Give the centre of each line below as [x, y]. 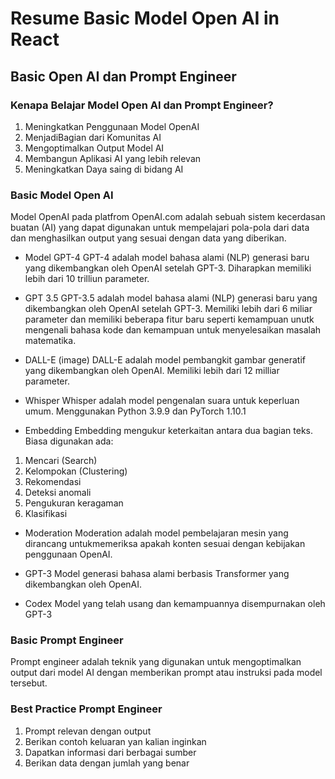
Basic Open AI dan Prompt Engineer [123, 76]
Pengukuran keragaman [74, 503]
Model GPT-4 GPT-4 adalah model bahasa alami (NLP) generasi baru [167, 258]
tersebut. [29, 683]
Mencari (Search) [61, 461]
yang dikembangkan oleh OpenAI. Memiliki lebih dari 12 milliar [152, 371]
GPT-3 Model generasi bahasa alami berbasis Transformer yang [157, 574]
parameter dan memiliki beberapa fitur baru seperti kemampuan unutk [169, 319]
